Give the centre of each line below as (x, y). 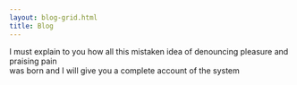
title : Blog (31, 26)
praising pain (33, 61)
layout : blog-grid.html (54, 17)
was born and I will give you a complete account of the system (124, 70)
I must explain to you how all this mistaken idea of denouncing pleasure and (149, 51)
